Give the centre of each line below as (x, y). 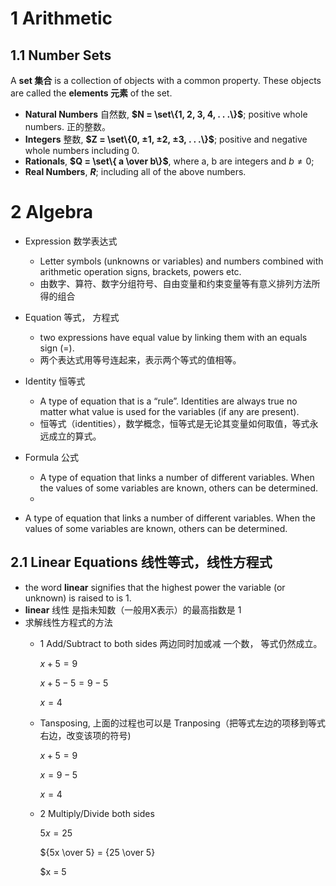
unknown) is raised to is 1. (78, 598)
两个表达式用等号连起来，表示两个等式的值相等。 (140, 359)
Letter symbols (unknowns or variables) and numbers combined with (181, 261)
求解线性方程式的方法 (68, 622)
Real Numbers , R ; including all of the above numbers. (135, 171)
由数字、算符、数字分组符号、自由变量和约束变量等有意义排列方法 (175, 283)
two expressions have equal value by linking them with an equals (173, 337)
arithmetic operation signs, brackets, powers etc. (140, 271)
